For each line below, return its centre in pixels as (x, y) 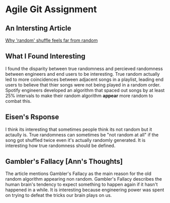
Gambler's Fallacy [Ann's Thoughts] (64, 162)
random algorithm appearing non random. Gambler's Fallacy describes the (84, 179)
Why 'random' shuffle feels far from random (52, 40)
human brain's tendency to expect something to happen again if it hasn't (82, 185)
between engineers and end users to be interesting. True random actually (82, 74)
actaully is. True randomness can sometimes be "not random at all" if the (82, 135)
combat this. (18, 101)
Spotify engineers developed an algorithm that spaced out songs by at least (85, 90)
